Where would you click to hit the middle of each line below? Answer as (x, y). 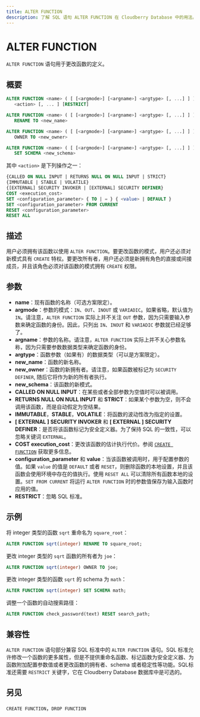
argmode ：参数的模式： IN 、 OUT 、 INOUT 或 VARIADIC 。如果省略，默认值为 (104, 310)
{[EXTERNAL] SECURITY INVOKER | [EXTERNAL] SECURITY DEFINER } (85, 188)
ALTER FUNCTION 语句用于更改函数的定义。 (57, 64)
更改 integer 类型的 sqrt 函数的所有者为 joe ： (62, 556)
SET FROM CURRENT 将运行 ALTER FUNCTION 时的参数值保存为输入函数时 (109, 481)
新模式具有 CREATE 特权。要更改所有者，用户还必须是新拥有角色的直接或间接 (99, 259)
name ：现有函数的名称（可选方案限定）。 (65, 302)
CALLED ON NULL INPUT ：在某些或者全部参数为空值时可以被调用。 (98, 392)
